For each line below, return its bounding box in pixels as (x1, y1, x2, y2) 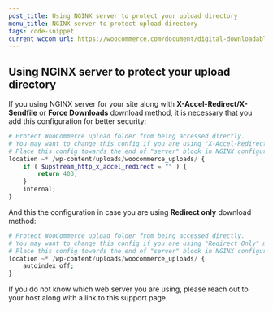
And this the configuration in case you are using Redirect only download (8, 207, 252, 217)
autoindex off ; (23, 262, 75, 270)
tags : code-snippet (8, 27, 75, 35)
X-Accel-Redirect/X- (176, 99, 248, 109)
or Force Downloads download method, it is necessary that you (39, 107, 253, 118)
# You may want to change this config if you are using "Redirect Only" (8, 239, 260, 247)
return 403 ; (37, 170, 79, 178)
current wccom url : (8, 34, 75, 43)
